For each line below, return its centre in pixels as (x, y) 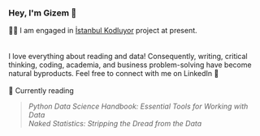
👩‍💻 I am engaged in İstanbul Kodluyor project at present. (103, 31)
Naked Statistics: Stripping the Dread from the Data (115, 124)
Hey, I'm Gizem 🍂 (43, 13)
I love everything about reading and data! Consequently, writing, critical (128, 57)
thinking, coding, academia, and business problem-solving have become (130, 65)
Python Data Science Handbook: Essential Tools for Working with (138, 106)
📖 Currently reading (41, 91)
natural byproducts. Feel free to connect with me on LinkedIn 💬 (114, 74)
